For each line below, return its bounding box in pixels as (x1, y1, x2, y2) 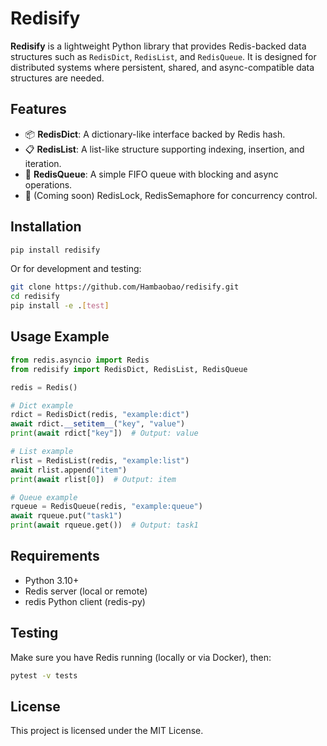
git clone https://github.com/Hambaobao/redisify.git (10, 282, 240, 292)
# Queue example (10, 492, 78, 502)
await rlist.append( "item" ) (10, 465, 128, 475)
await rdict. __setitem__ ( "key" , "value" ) (10, 419, 186, 429)
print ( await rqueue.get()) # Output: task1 (10, 520, 199, 531)
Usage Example (10, 328, 110, 346)
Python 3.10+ (24, 574, 80, 586)
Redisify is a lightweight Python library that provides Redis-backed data (10, 40, 307, 52)
